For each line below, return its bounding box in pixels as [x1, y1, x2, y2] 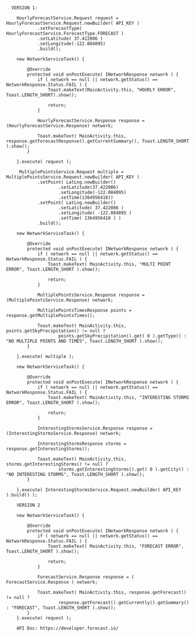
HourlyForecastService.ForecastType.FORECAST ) [6, 30, 124, 36]
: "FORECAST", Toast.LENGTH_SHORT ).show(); [6, 605, 116, 611]
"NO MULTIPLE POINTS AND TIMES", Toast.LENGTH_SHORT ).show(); [6, 338, 163, 344]
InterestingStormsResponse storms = [37, 441, 127, 447]
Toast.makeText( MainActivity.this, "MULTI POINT [47, 261, 171, 267]
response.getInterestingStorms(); [6, 446, 90, 452]
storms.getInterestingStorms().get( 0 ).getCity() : [58, 466, 190, 472]
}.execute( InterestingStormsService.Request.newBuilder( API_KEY [16, 487, 182, 493]
